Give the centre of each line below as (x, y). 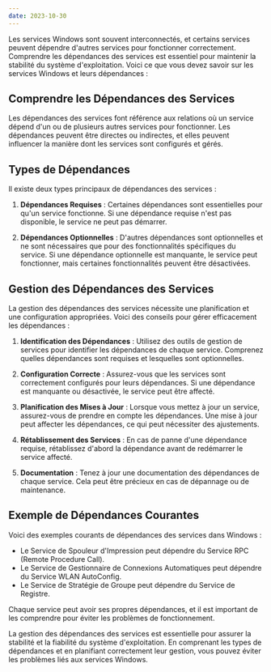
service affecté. (46, 457)
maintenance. (43, 490)
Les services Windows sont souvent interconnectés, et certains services (129, 39)
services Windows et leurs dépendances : (78, 73)
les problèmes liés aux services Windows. (78, 659)
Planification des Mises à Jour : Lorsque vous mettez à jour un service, (140, 407)
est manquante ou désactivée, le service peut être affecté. (117, 391)
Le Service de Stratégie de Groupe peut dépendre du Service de (127, 585)
